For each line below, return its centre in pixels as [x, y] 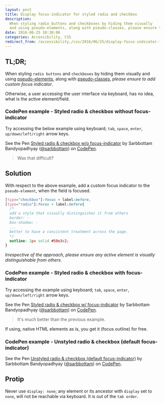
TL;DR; [16, 62]
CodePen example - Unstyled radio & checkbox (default [73, 341]
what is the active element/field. [38, 99]
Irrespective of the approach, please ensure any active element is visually [80, 255]
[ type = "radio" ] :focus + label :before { [45, 204]
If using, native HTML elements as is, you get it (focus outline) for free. [77, 329]
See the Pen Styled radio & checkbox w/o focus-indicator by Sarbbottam [79, 143]
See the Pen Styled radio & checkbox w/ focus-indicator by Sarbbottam [77, 304]
